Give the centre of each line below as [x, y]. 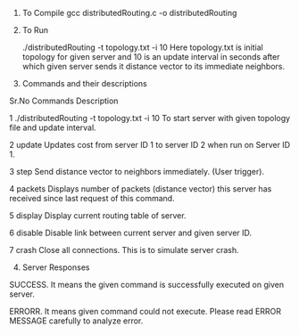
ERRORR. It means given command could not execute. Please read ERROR [145, 311]
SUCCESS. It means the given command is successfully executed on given [146, 285]
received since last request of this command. [92, 198]
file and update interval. [53, 127]
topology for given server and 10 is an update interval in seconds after [151, 57]
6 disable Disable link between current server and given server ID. [131, 233]
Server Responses [56, 267]
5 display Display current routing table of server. [98, 216]
